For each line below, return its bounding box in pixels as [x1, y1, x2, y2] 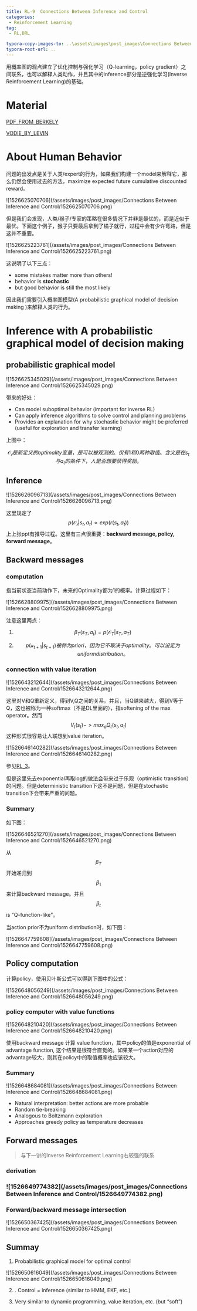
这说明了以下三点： [6, 259, 53, 267]
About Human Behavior [6, 150, 122, 163]
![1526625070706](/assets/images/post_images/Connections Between [6, 197, 177, 204]
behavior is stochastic [14, 277, 69, 284]
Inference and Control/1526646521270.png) [6, 836, 112, 843]
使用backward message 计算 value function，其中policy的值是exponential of [6, 1039, 191, 1046]
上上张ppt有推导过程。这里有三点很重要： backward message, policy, [6, 530, 175, 537]
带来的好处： [6, 394, 37, 401]
